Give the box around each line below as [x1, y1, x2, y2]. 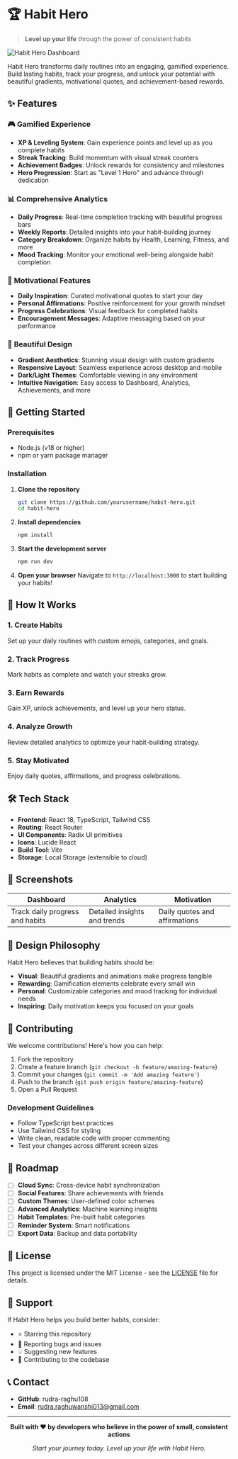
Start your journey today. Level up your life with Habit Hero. [32, 1444, 206, 1453]
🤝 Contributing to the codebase [17, 1356, 110, 1364]
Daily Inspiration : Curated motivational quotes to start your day [17, 292, 203, 300]
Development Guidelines [7, 1103, 94, 1113]
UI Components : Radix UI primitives [17, 830, 123, 839]
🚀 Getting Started [7, 406, 86, 418]
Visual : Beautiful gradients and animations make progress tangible [17, 972, 212, 981]
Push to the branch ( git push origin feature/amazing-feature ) [17, 1078, 203, 1086]
